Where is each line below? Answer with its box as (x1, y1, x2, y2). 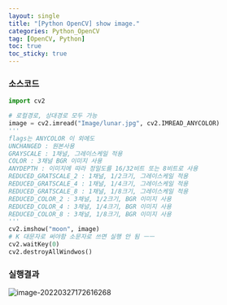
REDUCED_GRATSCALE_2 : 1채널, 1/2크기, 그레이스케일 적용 (8, 172, 189, 181)
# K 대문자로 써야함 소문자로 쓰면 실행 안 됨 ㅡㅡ (8, 233, 155, 241)
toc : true (8, 42, 42, 50)
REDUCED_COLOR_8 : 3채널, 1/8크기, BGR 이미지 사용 (8, 210, 172, 218)
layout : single (8, 11, 60, 20)
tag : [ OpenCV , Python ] (8, 34, 85, 43)
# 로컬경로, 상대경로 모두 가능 (8, 111, 98, 120)
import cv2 (8, 97, 46, 106)
